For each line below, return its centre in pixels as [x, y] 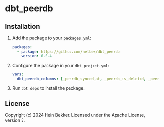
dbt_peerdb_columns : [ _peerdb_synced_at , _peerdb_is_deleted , [82, 79]
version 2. [15, 120]
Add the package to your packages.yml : [52, 38]
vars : [18, 74]
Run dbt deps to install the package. [48, 88]
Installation [23, 27]
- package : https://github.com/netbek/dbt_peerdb [68, 52]
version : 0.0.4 [37, 56]
